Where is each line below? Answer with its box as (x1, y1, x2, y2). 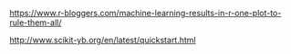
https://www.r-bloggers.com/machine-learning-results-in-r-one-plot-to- (9, 8, 282, 18)
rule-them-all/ (9, 17, 62, 28)
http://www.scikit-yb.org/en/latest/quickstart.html (9, 35, 196, 45)
